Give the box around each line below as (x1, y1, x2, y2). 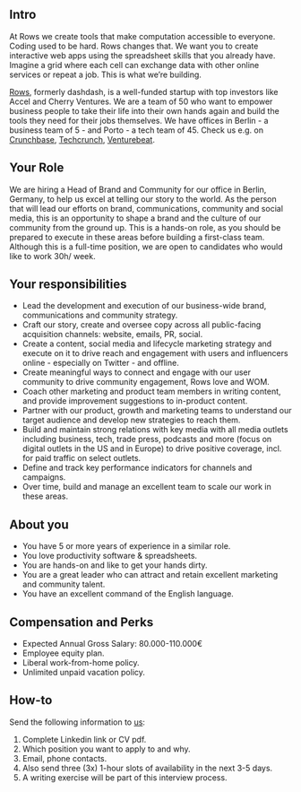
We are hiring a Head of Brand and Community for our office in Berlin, (9, 184, 267, 195)
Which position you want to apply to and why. (21, 744, 191, 754)
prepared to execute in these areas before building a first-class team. (9, 231, 265, 242)
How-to (9, 692, 53, 708)
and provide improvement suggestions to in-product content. (21, 396, 248, 406)
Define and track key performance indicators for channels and (21, 462, 253, 474)
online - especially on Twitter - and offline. (21, 358, 179, 369)
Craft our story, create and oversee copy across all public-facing (21, 319, 262, 330)
